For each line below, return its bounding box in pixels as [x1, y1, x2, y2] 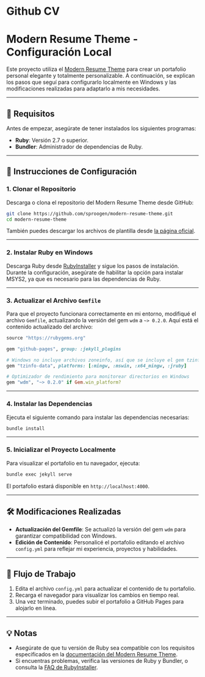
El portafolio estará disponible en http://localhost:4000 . [6, 482, 149, 490]
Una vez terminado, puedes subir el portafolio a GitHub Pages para [15, 598, 184, 605]
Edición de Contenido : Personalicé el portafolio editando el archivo [15, 539, 185, 546]
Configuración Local [6, 45, 112, 59]
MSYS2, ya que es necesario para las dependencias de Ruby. [6, 275, 161, 283]
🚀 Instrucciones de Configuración [6, 166, 137, 177]
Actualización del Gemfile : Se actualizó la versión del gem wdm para [15, 526, 186, 533]
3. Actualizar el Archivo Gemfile [6, 296, 101, 305]
